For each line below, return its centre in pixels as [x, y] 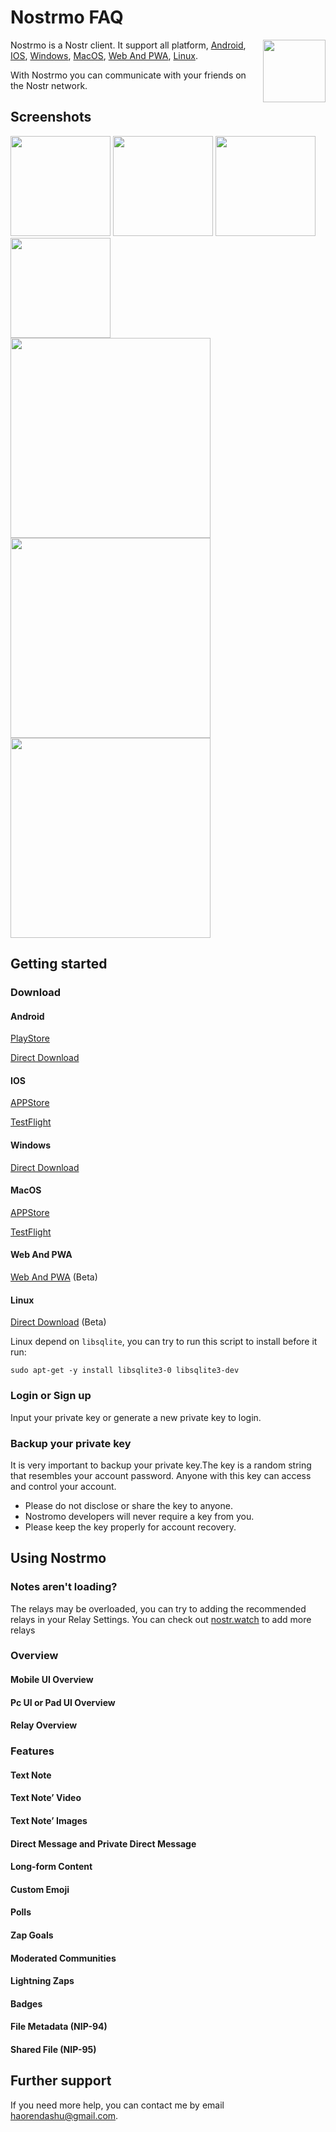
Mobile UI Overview [52, 1680]
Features [32, 1751]
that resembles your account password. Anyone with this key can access [161, 1475]
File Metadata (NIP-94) [59, 2027]
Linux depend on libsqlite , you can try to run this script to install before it [164, 1342]
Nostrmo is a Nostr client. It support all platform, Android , [128, 45]
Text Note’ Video [46, 1798]
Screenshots [51, 117]
